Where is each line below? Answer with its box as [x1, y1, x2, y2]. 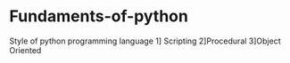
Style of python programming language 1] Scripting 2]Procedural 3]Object [9, 35, 281, 46]
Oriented [9, 44, 42, 55]
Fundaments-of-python [9, 6, 189, 27]
